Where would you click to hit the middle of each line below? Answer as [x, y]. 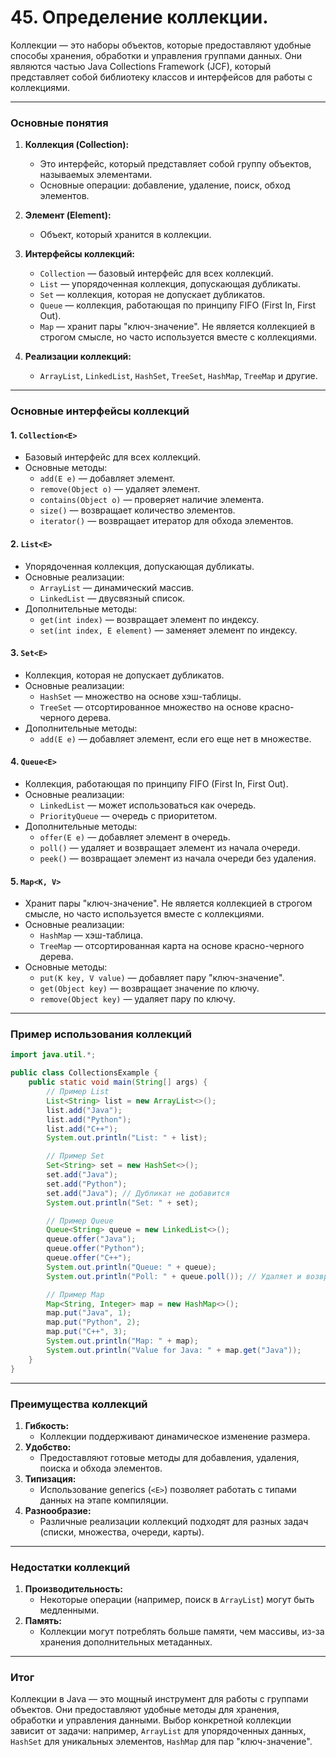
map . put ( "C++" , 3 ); [87, 1332]
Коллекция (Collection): [77, 145]
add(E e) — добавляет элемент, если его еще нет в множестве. [175, 738]
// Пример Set [75, 1156]
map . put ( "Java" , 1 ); [89, 1313]
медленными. [69, 1610]
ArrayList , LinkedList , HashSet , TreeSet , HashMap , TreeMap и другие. [178, 376]
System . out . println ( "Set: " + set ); [122, 1202]
